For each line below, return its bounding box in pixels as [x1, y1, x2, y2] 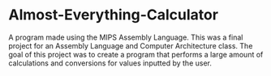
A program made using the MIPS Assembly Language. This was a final [8, 32, 243, 42]
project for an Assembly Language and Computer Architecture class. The [8, 40, 253, 50]
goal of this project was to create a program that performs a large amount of [8, 49, 264, 59]
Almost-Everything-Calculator [8, 6, 219, 24]
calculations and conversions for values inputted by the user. [8, 58, 213, 68]
